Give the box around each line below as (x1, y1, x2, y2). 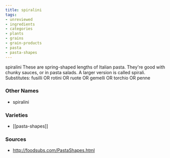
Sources (5, 136, 26, 143)
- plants (5, 31, 24, 36)
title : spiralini (5, 7, 42, 13)
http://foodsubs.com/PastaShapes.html (12, 147, 95, 153)
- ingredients (5, 21, 36, 27)
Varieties (5, 111, 28, 118)
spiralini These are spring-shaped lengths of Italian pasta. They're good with (5, 64, 165, 70)
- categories (5, 26, 33, 31)
